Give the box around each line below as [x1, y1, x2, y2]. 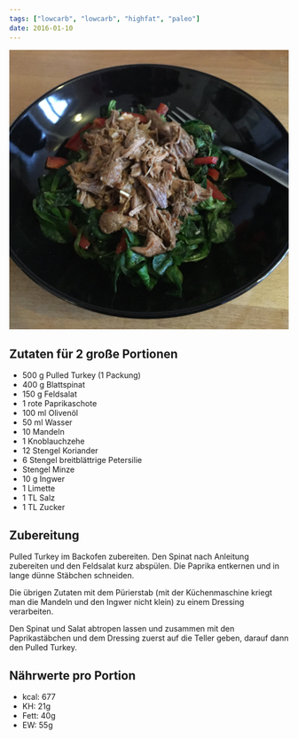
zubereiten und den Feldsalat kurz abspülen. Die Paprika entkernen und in [9, 561, 280, 571]
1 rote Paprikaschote [21, 398, 98, 409]
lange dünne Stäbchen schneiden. [9, 570, 135, 581]
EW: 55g [21, 719, 53, 730]
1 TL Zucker [21, 502, 66, 513]
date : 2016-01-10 [9, 23, 74, 33]
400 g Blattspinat [21, 380, 86, 390]
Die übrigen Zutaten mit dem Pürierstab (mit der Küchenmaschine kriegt [9, 587, 273, 598]
